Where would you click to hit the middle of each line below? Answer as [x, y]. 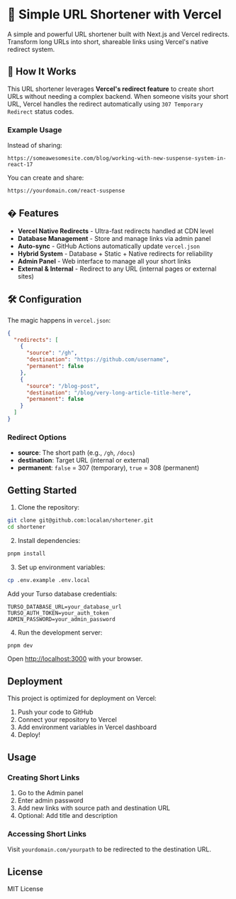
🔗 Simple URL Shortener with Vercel [114, 15]
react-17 [20, 165]
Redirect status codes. [41, 111]
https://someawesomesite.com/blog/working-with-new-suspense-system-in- [117, 158]
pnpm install [27, 554]
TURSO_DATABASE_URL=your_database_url [64, 607]
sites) [26, 276]
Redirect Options [37, 437]
